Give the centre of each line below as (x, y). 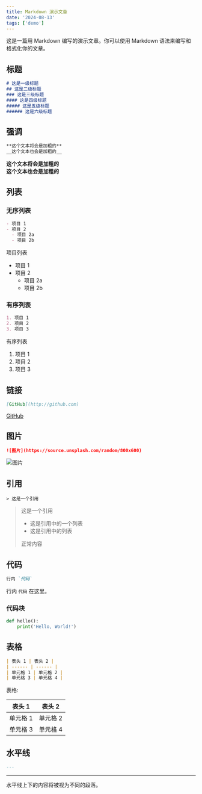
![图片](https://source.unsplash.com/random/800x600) (74, 450)
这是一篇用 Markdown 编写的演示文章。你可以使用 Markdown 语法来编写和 (99, 41)
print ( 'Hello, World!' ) (47, 627)
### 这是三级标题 (25, 95)
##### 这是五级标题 (28, 106)
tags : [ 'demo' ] (25, 23)
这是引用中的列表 (51, 531)
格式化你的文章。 (27, 48)
